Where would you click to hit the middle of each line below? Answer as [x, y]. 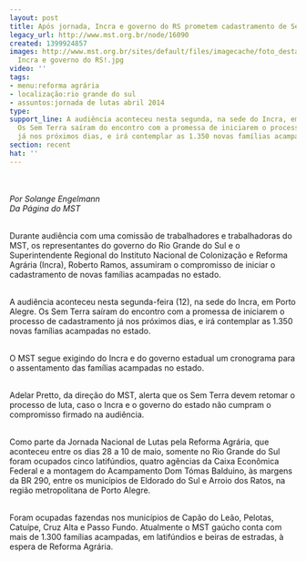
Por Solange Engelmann [55, 199]
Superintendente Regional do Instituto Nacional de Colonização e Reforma [149, 255]
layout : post [34, 18]
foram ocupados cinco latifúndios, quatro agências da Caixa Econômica [144, 461]
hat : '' [24, 153]
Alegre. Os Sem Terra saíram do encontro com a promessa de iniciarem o [147, 311]
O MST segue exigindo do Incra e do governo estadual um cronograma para [153, 358]
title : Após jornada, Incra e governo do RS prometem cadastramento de [148, 26]
